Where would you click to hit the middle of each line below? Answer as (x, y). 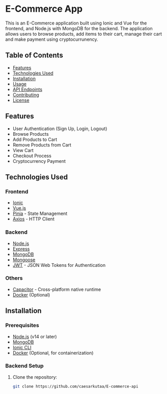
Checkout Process (32, 156)
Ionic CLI (22, 347)
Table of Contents (34, 55)
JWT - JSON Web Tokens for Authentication (59, 265)
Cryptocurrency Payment (39, 161)
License (21, 100)
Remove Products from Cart (42, 145)
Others (14, 278)
